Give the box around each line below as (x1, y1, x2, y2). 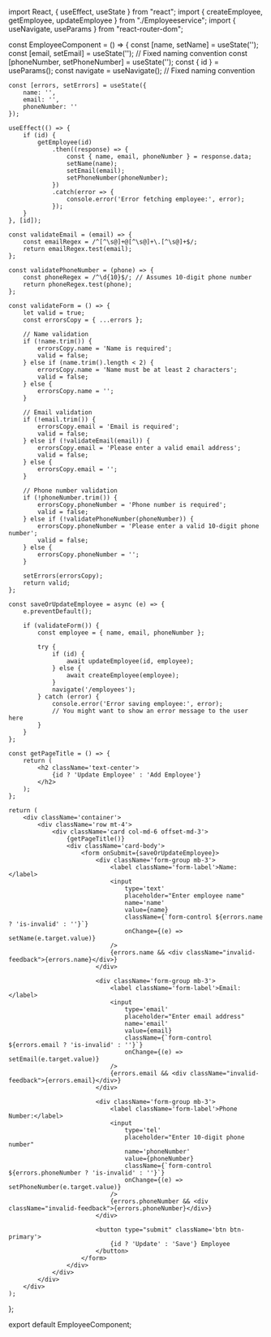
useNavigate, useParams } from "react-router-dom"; (8, 24, 184, 33)
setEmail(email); (66, 167, 126, 175)
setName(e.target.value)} (8, 934, 96, 942)
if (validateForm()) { (23, 621, 100, 630)
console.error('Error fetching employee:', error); (66, 195, 245, 203)
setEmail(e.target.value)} (8, 1055, 100, 1063)
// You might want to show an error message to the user (51, 707, 249, 715)
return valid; (23, 579, 71, 587)
